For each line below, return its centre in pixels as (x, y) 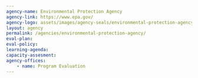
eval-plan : (19, 39)
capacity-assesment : (32, 55)
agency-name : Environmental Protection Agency (64, 11)
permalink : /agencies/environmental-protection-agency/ (76, 33)
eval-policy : (22, 45)
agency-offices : (26, 60)
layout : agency (25, 28)
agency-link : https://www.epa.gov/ (50, 17)
